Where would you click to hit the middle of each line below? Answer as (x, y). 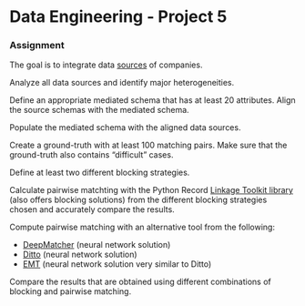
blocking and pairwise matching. (71, 291)
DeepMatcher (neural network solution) (97, 245)
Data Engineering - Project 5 (118, 17)
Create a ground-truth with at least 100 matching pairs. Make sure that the (148, 145)
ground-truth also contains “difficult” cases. (91, 155)
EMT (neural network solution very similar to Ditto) (117, 264)
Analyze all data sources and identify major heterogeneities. (122, 83)
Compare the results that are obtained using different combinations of (140, 282)
